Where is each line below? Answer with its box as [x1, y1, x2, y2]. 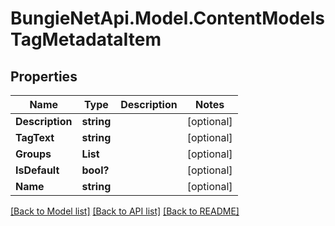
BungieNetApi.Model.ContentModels [10, 7, 326, 30]
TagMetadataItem [10, 28, 162, 51]
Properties [10, 68, 78, 85]
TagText [15, 131, 55, 144]
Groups [15, 147, 52, 161]
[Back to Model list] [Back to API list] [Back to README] [10, 205, 240, 217]
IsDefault [15, 163, 60, 177]
